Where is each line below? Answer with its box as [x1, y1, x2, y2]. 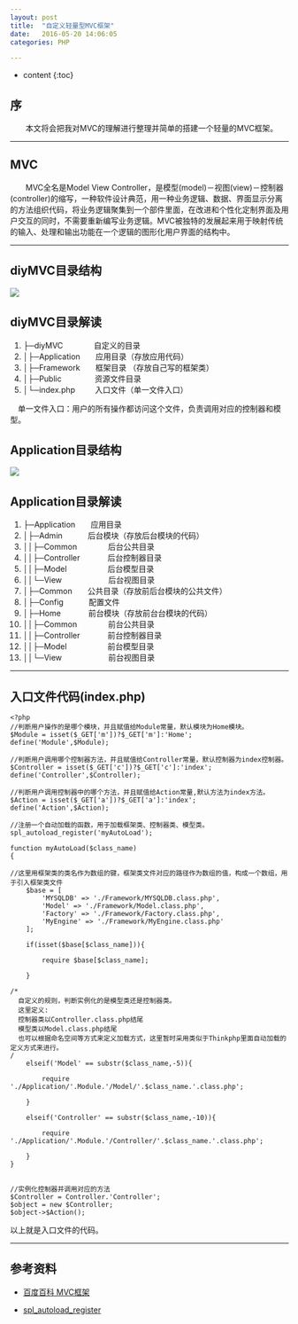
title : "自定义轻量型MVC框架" [10, 21, 115, 30]
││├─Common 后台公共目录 [22, 542, 155, 552]
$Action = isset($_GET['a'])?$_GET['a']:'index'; [10, 795, 197, 804]
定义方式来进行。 [10, 1043, 64, 1052]
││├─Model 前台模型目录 [22, 641, 155, 652]
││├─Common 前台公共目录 [22, 619, 155, 630]
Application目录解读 [10, 494, 122, 509]
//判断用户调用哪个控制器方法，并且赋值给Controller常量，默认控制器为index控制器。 [10, 755, 288, 764]
